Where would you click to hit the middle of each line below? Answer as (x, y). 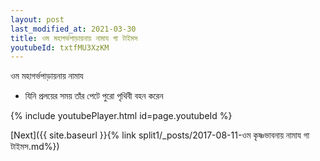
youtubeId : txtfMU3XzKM (60, 47)
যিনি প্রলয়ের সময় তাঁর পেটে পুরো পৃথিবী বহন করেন (94, 96)
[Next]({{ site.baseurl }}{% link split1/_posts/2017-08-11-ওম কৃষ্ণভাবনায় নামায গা (160, 135)
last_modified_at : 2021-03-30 (73, 29)
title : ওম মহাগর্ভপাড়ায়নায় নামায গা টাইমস (74, 38)
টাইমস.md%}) (35, 147)
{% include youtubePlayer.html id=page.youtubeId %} (121, 116)
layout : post (37, 19)
